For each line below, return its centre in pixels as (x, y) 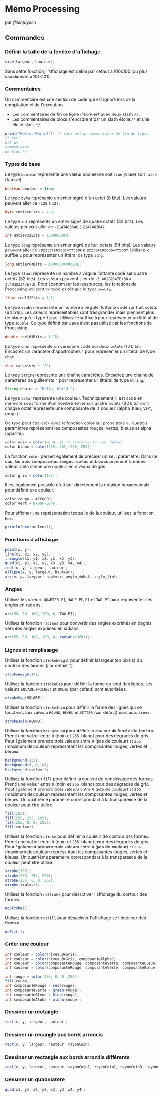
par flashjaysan (21, 22)
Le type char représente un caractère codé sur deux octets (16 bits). (73, 346)
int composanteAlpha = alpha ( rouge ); (43, 999)
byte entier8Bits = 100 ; (30, 212)
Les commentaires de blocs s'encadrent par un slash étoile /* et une (81, 119)
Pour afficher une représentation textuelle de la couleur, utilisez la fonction (80, 513)
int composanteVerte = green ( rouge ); (43, 990)
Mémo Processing (42, 9)
